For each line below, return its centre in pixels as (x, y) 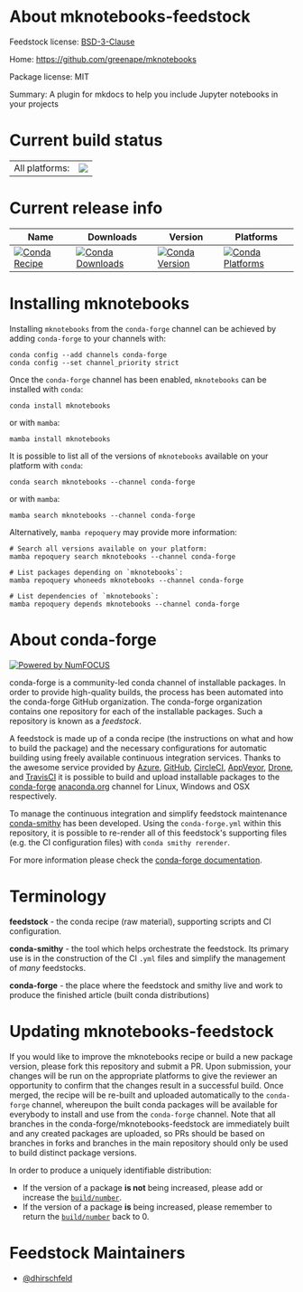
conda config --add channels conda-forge (88, 354)
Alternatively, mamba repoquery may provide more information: (123, 532)
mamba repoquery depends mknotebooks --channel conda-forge (125, 604)
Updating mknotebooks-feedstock (142, 1031)
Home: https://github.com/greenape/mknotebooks (103, 59)
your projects (34, 104)
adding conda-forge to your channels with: (88, 338)
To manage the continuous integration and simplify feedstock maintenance (148, 813)
